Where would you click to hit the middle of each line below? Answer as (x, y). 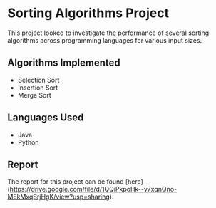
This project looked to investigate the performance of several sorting (108, 33)
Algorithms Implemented (64, 63)
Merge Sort (34, 95)
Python (28, 142)
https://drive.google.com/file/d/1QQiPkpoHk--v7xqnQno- (93, 189)
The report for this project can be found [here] (76, 182)
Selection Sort (38, 80)
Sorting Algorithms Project (88, 13)
